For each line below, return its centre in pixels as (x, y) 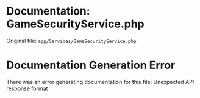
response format (27, 88)
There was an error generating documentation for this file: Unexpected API (100, 82)
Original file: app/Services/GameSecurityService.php (71, 41)
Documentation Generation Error (91, 65)
